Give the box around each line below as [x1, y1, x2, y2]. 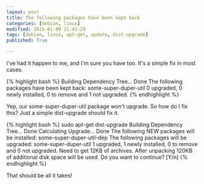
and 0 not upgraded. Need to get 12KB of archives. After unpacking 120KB [6, 147, 193, 154]
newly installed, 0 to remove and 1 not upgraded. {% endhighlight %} [6, 91, 180, 98]
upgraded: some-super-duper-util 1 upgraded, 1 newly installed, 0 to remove [6, 141, 198, 147]
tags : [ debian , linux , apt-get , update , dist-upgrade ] [6, 32, 149, 38]
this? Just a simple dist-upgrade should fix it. [6, 109, 119, 116]
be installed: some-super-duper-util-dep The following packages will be [6, 134, 187, 141]
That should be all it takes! [6, 172, 72, 179]
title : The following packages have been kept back [6, 15, 140, 21]
